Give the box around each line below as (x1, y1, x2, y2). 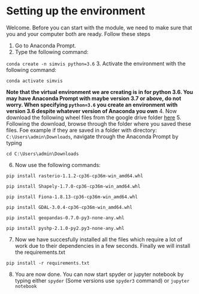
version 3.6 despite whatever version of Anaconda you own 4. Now (6, 107, 177, 114)
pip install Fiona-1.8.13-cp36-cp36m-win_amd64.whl (6, 193, 138, 200)
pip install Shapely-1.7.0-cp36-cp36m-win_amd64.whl (6, 183, 141, 189)
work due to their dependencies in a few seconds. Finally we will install (14, 242, 191, 249)
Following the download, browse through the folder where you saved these (6, 120, 192, 127)
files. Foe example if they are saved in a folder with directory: (6, 126, 157, 134)
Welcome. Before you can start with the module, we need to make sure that (6, 24, 192, 31)
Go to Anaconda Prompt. (14, 42, 76, 49)
